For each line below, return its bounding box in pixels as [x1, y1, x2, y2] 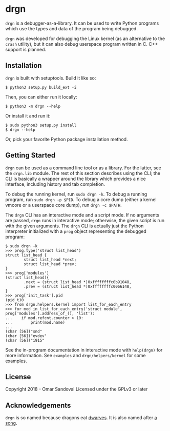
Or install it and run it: [5, 112, 51, 119]
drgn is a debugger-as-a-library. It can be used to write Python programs [5, 20, 159, 26]
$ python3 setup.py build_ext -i [5, 85, 77, 90]
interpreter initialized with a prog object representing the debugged [5, 228, 147, 234]
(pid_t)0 [5, 297, 24, 303]
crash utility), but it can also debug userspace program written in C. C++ [5, 41, 158, 47]
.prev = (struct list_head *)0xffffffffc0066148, [24, 284, 132, 289]
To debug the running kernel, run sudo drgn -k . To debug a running [5, 191, 147, 197]
